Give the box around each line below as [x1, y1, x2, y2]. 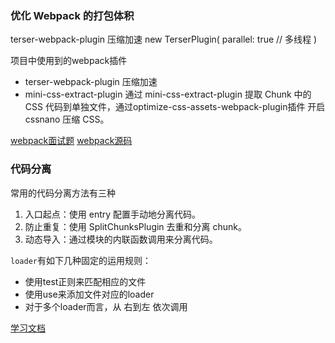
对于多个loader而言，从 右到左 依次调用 [24, 300, 188, 312]
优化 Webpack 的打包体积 [10, 8, 135, 22]
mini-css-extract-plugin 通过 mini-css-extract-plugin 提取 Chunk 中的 [24, 88, 312, 101]
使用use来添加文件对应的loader [24, 288, 155, 300]
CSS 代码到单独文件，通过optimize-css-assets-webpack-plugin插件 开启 [24, 101, 326, 113]
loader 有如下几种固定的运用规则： [10, 254, 152, 266]
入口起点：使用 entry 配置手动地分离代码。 [24, 208, 202, 220]
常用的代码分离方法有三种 [10, 187, 116, 199]
